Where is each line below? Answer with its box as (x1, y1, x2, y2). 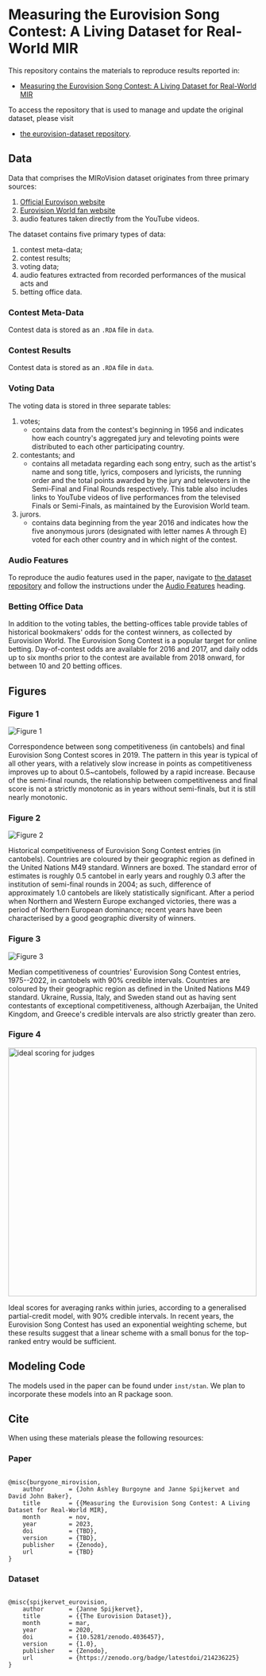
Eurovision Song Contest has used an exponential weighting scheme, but (8, 1319, 248, 1329)
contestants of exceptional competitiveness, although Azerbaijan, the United (8, 1000, 259, 1010)
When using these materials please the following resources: (8, 1433, 204, 1443)
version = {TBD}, (22, 1534, 98, 1542)
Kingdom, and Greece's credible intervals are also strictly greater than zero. (8, 1009, 256, 1019)
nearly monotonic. (8, 792, 68, 801)
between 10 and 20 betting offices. (8, 661, 122, 671)
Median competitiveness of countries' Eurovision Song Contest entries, (8, 967, 241, 976)
